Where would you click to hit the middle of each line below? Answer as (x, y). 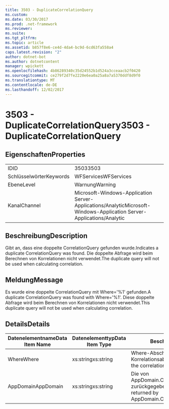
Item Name (38, 344)
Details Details (28, 324)
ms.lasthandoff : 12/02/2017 (35, 90)
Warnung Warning (95, 185)
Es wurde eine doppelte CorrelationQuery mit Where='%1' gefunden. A (78, 292)
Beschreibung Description (47, 236)
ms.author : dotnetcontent (32, 62)
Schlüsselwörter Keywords (39, 176)
